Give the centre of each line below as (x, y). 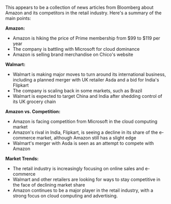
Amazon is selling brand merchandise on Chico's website (73, 54)
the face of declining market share (49, 185)
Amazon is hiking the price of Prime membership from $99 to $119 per (87, 38)
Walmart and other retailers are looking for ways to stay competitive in (87, 179)
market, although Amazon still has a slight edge (86, 138)
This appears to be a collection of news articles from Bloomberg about (80, 7)
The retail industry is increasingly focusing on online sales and (78, 168)
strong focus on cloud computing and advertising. (65, 196)
